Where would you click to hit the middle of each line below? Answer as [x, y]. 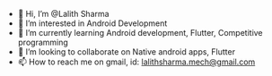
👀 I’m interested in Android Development [92, 23]
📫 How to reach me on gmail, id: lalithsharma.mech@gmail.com [136, 62]
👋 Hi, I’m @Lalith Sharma [63, 14]
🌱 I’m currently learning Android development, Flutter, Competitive [140, 33]
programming [43, 42]
